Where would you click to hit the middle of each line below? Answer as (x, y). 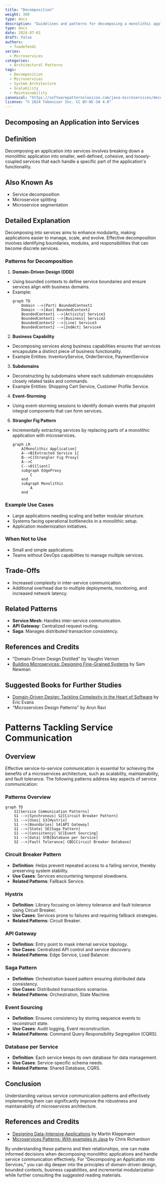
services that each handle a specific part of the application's (85, 161)
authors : (14, 42)
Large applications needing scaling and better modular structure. (78, 516)
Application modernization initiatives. (50, 526)
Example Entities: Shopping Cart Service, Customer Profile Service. (81, 386)
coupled (14, 161)
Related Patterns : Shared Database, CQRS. (56, 1068)
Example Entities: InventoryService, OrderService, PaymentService (80, 357)
